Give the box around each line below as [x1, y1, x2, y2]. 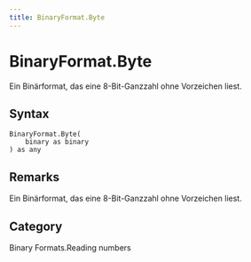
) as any [9, 146, 42, 155]
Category [9, 218, 63, 234]
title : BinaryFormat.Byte [9, 12, 105, 22]
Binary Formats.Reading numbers [9, 242, 131, 253]
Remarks [9, 170, 60, 185]
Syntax [9, 106, 50, 121]
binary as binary [25, 138, 90, 147]
